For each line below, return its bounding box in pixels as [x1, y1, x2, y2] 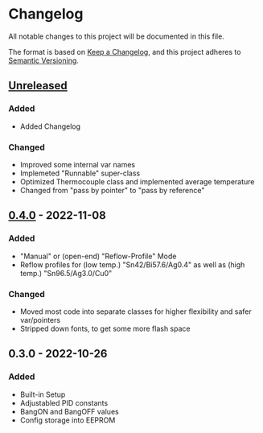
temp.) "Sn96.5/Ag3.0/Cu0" [19, 268, 113, 278]
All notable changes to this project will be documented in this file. [8, 31, 225, 41]
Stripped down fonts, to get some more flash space [19, 324, 191, 333]
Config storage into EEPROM [19, 415, 116, 425]
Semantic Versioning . [8, 56, 79, 65]
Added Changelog [19, 122, 81, 131]
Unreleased [8, 79, 68, 93]
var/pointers [19, 315, 61, 324]
